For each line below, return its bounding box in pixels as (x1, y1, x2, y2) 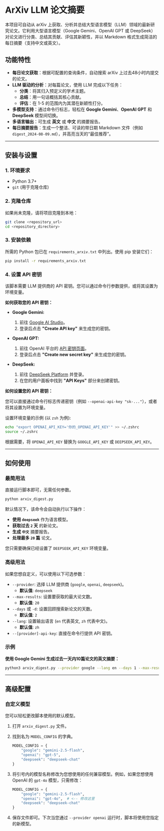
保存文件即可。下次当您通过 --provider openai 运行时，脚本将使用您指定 (12, 815, 159, 821)
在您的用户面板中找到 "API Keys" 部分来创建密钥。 (19, 378, 123, 383)
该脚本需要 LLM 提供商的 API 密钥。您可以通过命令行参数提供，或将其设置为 (5, 283, 158, 289)
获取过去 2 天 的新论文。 (12, 522, 61, 529)
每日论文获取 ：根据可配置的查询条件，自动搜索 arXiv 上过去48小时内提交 (12, 70, 159, 75)
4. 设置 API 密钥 (5, 271, 42, 278)
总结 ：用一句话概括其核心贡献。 (19, 94, 84, 100)
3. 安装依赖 (5, 237, 31, 243)
